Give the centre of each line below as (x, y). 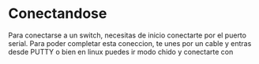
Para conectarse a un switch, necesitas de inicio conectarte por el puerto (128, 35)
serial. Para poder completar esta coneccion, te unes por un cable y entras (130, 43)
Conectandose (58, 14)
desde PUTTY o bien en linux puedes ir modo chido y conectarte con (121, 52)
